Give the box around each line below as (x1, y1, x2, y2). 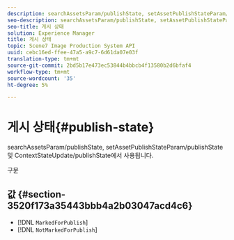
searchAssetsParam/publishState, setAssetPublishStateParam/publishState (7, 143, 224, 152)
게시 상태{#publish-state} (7, 120, 155, 136)
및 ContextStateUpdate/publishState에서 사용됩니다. (7, 151, 154, 160)
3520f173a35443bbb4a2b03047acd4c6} (7, 200, 193, 211)
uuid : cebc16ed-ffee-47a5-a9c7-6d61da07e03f (7, 49, 139, 56)
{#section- (17, 189, 66, 200)
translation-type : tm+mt (7, 56, 79, 63)
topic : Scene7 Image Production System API (7, 42, 136, 49)
